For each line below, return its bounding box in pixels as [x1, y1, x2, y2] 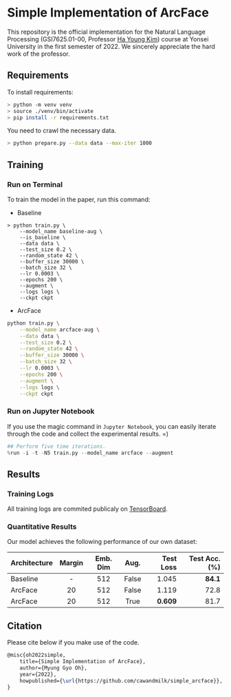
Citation [7, 620, 43, 632]
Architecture [10, 558, 53, 568]
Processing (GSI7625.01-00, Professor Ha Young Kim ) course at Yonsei [7, 34, 209, 43]
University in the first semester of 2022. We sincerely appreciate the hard [7, 42, 215, 50]
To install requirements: [7, 88, 74, 96]
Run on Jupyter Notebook [7, 407, 95, 416]
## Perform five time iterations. [7, 443, 107, 449]
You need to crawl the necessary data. [7, 126, 117, 135]
